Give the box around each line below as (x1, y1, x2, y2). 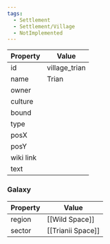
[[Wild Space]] (47, 214, 95, 224)
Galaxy (7, 185, 32, 194)
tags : (7, 10, 23, 17)
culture (10, 97, 34, 106)
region (10, 214, 32, 224)
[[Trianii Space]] (47, 225, 100, 235)
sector (10, 225, 32, 235)
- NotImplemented (13, 29, 63, 37)
